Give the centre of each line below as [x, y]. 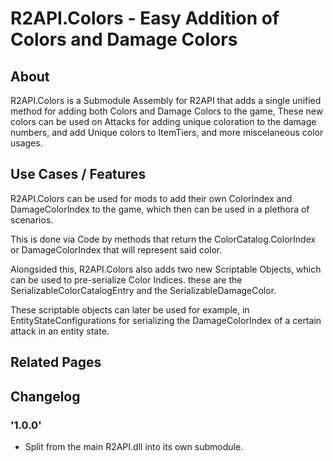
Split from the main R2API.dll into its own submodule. [134, 446]
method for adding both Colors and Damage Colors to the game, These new [167, 111]
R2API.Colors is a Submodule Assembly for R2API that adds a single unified [166, 100]
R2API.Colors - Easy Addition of [145, 18]
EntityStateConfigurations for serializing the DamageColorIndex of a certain [166, 320]
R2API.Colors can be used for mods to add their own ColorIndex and [151, 198]
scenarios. [32, 219]
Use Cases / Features [78, 174]
